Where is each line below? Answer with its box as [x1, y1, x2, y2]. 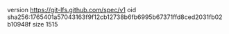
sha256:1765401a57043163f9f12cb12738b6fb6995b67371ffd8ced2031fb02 [7, 13, 223, 21]
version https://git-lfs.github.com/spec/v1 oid [7, 6, 137, 14]
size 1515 [32, 20, 58, 28]
